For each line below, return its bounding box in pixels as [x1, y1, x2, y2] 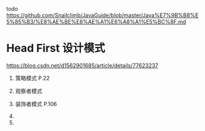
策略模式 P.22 [15, 74, 50, 82]
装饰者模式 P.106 [15, 100, 57, 107]
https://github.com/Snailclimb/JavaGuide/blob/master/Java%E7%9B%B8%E [6, 12, 199, 19]
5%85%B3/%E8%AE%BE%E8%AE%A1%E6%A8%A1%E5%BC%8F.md [6, 18, 187, 25]
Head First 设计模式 [6, 41, 106, 55]
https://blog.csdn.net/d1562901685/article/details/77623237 [6, 62, 159, 69]
